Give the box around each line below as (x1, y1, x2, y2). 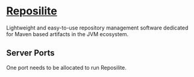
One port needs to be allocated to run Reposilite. (6, 64, 127, 71)
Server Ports (6, 48, 55, 58)
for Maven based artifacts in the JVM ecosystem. (6, 30, 129, 37)
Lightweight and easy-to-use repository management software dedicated (6, 24, 189, 31)
